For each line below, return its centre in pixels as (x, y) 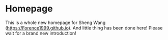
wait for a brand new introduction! (41, 33)
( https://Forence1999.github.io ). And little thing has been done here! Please (84, 27)
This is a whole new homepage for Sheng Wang (55, 22)
